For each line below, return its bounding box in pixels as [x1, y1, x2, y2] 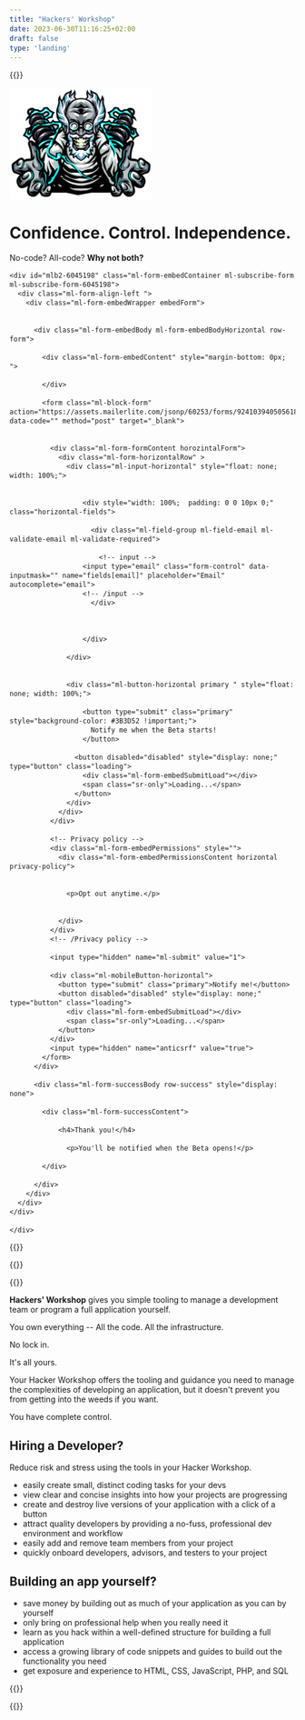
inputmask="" [9, 571, 59, 581]
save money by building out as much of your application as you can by [22, 1597, 287, 1608]
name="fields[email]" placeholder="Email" [62, 571, 225, 581]
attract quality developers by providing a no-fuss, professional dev [22, 1518, 272, 1529]
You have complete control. [9, 1412, 113, 1423]
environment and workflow [22, 1528, 123, 1539]
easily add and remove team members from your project [22, 1537, 234, 1549]
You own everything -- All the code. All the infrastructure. [9, 1322, 224, 1333]
